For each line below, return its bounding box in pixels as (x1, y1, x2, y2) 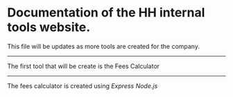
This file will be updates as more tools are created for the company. (7, 42, 200, 50)
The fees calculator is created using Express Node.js (7, 81, 158, 90)
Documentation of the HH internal (7, 5, 205, 21)
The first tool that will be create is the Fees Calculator (7, 62, 160, 70)
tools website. (7, 19, 91, 35)
